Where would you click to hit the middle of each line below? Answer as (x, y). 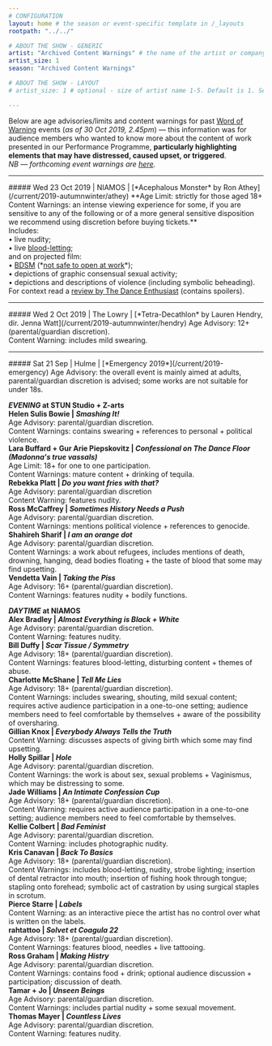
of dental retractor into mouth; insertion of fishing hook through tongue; (128, 878)
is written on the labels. (47, 921)
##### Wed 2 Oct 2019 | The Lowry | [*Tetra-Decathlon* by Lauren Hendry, (136, 314)
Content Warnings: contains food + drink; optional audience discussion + (130, 973)
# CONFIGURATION (36, 16)
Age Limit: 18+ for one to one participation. (80, 465)
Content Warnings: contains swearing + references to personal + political (130, 430)
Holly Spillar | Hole (40, 757)
